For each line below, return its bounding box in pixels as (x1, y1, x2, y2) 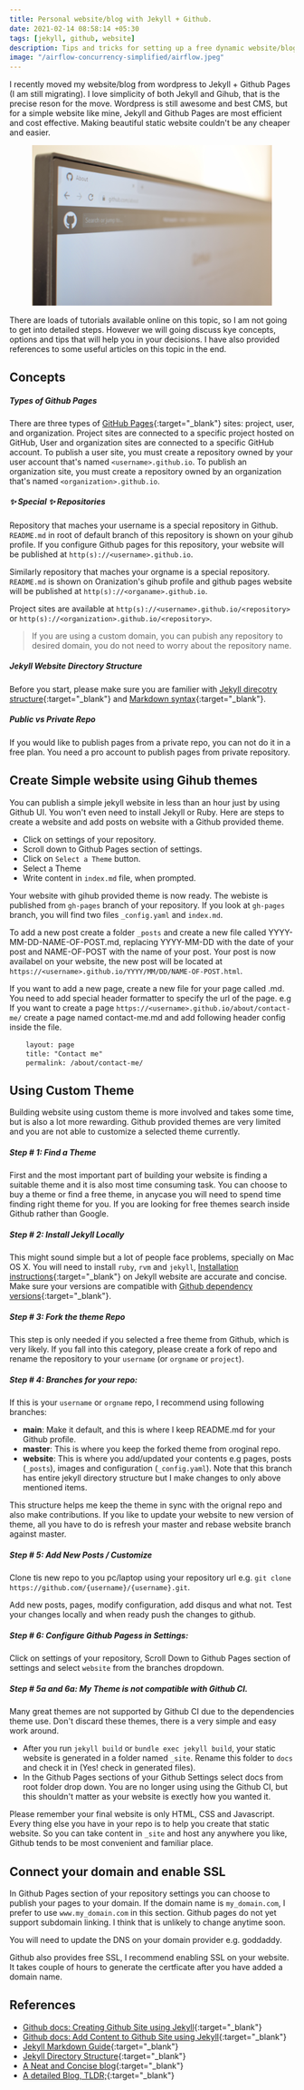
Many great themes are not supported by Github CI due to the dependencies (9, 1706, 295, 1717)
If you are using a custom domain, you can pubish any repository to (31, 630, 283, 641)
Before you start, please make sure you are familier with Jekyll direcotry (9, 683, 278, 694)
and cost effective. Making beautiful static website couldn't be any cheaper (9, 118, 291, 129)
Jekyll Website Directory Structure (9, 660, 143, 671)
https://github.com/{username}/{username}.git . (9, 1582, 191, 1593)
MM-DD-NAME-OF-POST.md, (9, 936, 122, 947)
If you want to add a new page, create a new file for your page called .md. (9, 982, 285, 993)
